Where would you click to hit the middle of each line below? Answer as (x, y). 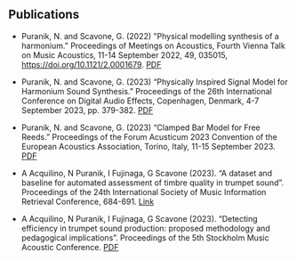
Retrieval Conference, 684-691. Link (88, 201)
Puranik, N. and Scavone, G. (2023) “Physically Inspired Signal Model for (154, 82)
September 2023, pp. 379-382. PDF (87, 110)
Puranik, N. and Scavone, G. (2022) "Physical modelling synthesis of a (150, 36)
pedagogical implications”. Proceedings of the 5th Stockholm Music (145, 237)
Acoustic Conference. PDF (70, 247)
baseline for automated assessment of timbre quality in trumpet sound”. (153, 183)
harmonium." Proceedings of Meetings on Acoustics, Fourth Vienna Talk (153, 45)
